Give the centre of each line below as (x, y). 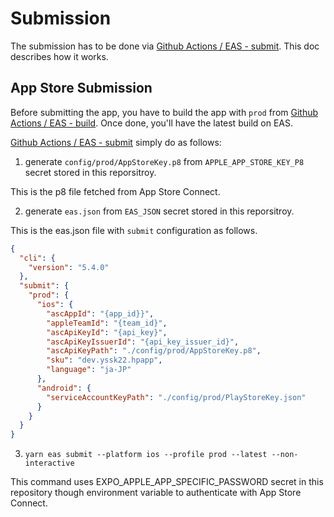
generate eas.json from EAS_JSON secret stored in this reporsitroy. (159, 211)
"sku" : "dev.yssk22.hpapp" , (104, 360)
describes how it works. (59, 56)
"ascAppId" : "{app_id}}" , (100, 313)
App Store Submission (81, 88)
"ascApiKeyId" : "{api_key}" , (107, 332)
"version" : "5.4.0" (69, 267)
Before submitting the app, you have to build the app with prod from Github (164, 112)
